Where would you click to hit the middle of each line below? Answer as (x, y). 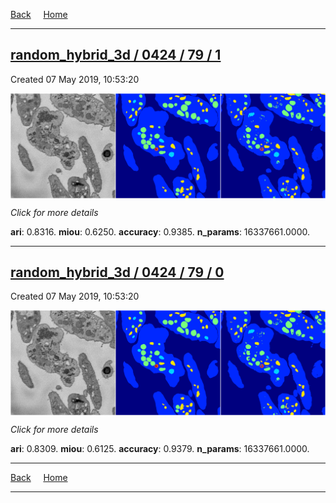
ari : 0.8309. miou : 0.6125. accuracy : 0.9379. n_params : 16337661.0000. (160, 449)
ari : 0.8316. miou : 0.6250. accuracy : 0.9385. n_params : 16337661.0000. (160, 231)
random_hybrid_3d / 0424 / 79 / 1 (116, 55)
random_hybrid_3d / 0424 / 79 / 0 (117, 272)
